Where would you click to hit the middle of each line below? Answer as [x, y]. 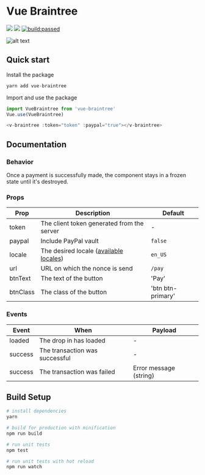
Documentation [37, 144]
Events [17, 314]
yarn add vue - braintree [37, 86]
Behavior [20, 162]
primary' [163, 296]
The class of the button [74, 292]
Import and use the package [42, 97]
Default [173, 213]
